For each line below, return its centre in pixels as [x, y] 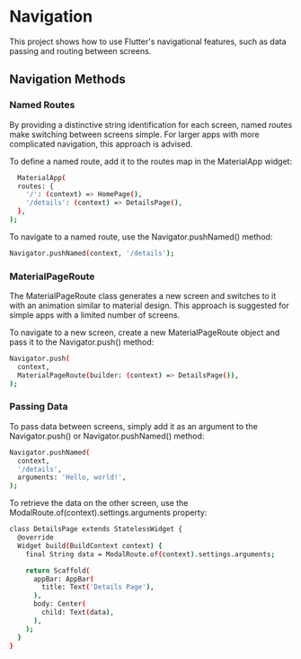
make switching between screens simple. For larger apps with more [134, 134]
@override [35, 537]
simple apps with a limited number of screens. [95, 315]
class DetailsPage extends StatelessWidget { [96, 529]
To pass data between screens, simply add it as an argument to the [133, 426]
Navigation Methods [67, 80]
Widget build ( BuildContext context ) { [90, 546]
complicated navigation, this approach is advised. [101, 144]
